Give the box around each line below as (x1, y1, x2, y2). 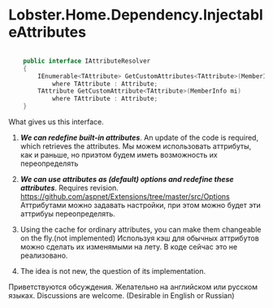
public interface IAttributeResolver (23, 57, 151, 65)
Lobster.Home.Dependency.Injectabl (8, 6, 264, 24)
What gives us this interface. (8, 117, 104, 127)
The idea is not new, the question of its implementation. (19, 267, 206, 276)
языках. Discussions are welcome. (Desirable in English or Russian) (8, 291, 235, 301)
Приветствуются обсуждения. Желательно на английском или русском (8, 282, 258, 292)
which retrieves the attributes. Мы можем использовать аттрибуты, (19, 141, 252, 151)
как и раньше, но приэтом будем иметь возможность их (19, 150, 218, 160)
